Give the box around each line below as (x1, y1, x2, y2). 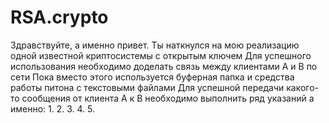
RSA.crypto (10, 6, 109, 29)
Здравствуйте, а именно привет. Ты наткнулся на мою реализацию (10, 39, 300, 51)
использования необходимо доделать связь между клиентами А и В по (10, 60, 318, 72)
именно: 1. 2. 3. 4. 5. (10, 102, 96, 115)
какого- (286, 81, 320, 93)
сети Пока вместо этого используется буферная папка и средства (10, 71, 295, 83)
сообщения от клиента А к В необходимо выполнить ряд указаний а (21, 92, 315, 104)
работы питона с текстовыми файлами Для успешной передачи (10, 81, 285, 93)
